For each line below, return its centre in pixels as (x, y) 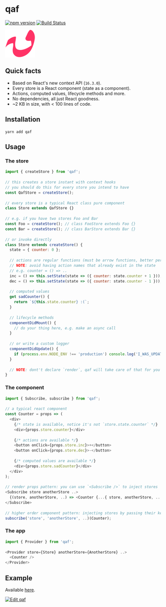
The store (17, 161)
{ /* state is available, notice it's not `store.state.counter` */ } (86, 424)
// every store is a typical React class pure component (65, 203)
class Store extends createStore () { (44, 245)
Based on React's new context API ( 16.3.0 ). (57, 83)
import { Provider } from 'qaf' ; (40, 542)
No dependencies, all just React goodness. (56, 99)
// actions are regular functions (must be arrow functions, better (82, 260)
